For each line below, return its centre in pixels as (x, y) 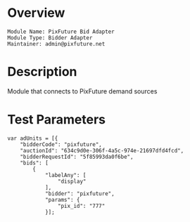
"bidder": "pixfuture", (80, 194)
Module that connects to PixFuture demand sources (82, 91)
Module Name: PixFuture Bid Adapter (61, 32)
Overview (36, 13)
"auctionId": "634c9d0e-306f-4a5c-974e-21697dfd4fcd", (102, 150)
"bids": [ (34, 163)
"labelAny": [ (65, 175)
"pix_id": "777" (81, 206)
